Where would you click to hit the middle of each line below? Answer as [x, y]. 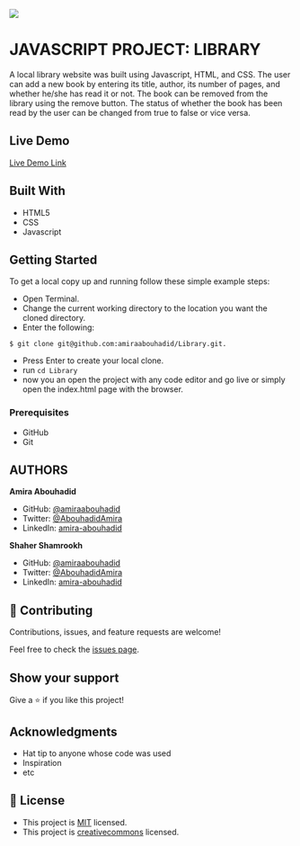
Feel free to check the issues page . [74, 650]
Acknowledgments [64, 731]
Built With [37, 191]
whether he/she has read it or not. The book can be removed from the [139, 94]
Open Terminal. [51, 299]
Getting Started [53, 259]
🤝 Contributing [51, 610]
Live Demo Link [38, 163]
